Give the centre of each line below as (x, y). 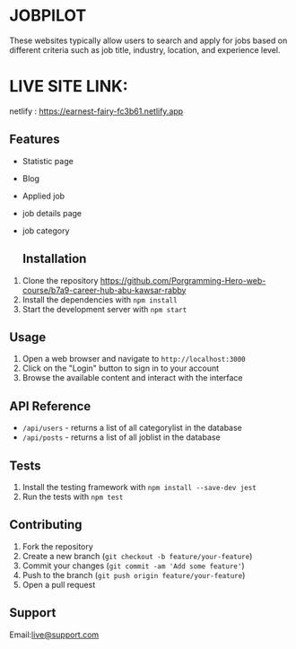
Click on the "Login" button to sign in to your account (121, 368)
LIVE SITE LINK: (69, 87)
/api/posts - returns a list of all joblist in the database (122, 437)
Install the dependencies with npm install (100, 299)
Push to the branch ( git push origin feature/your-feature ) (134, 574)
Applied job (44, 196)
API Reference (50, 406)
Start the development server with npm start (104, 309)
